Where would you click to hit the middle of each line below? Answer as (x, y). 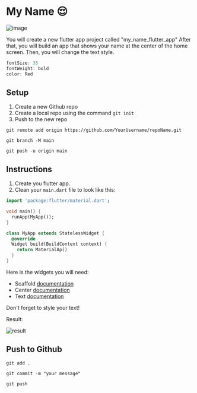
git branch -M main (30, 141)
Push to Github (34, 349)
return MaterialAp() (42, 250)
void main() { (24, 212)
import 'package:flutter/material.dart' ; (58, 201)
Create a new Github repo (46, 107)
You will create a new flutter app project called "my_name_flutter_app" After (99, 39)
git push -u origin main (37, 151)
